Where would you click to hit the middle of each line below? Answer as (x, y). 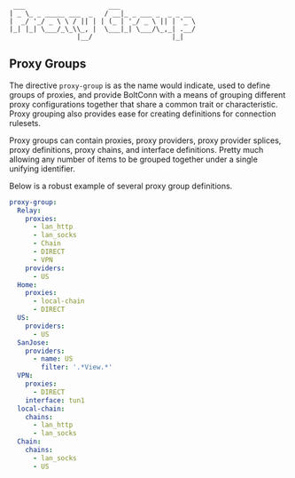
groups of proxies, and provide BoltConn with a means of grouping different (147, 94)
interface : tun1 (55, 400)
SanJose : (33, 343)
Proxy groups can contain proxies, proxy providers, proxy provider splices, (145, 140)
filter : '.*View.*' (77, 367)
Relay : (29, 211)
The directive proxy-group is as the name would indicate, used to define (140, 85)
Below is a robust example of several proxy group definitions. (121, 186)
